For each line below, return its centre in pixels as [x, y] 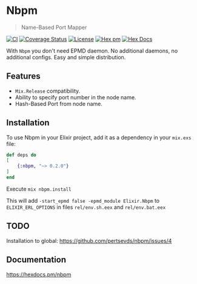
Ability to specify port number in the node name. [75, 97]
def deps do [21, 155]
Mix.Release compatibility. [48, 91]
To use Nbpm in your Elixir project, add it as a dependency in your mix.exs [99, 137]
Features [23, 76]
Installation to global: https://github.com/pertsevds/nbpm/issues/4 [89, 240]
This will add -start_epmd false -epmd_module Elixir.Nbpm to [83, 200]
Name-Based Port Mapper [54, 27]
